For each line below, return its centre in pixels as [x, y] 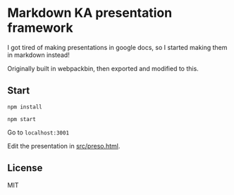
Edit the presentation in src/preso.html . [64, 146]
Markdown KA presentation [90, 13]
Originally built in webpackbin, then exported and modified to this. [103, 68]
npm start [22, 119]
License [25, 168]
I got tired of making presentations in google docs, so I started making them [117, 47]
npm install [25, 107]
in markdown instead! [39, 55]
